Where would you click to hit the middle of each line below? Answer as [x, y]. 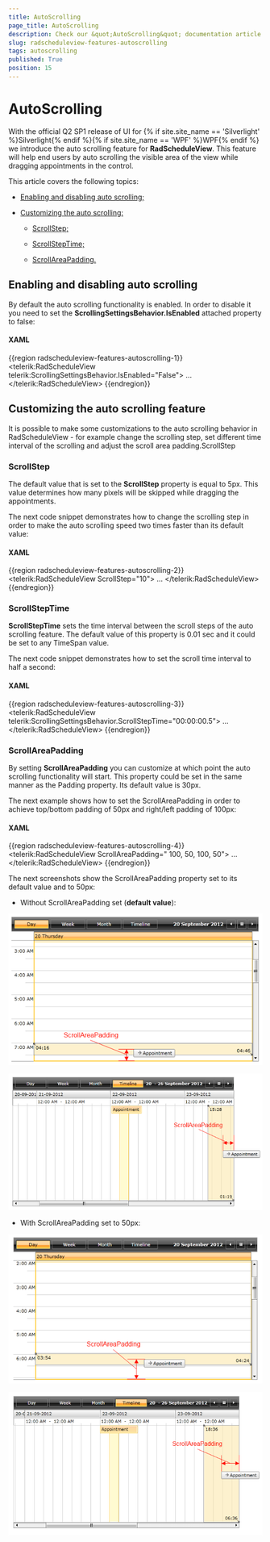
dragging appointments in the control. [71, 165]
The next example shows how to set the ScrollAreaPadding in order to [124, 800]
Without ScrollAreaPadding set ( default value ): [98, 903]
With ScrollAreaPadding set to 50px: [80, 1222]
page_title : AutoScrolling [54, 25]
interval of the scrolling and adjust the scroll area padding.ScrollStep [122, 445]
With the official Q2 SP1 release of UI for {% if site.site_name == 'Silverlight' [134, 131]
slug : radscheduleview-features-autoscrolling [88, 43]
